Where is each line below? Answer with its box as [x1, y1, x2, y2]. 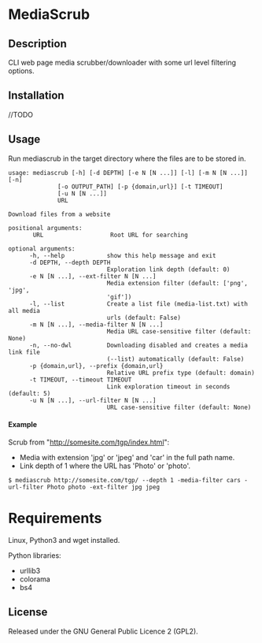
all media [8, 307, 41, 314]
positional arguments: [8, 224, 83, 232]
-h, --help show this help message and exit [28, 251, 216, 259]
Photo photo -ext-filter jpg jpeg [46, 483, 160, 491]
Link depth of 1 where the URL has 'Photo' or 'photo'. [19, 461, 191, 470]
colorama [19, 574, 51, 584]
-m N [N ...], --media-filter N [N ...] [28, 321, 164, 329]
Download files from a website [8, 210, 111, 218]
